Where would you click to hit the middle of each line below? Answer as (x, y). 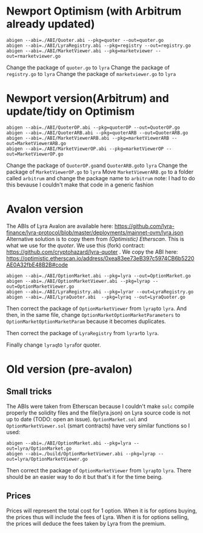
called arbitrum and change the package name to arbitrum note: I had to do (101, 178)
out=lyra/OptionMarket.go (39, 448)
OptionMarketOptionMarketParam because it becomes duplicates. (86, 321)
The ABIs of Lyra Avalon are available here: (60, 226)
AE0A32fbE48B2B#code (37, 265)
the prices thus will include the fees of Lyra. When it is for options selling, (98, 517)
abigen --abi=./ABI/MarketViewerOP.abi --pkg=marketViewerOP (85, 149)
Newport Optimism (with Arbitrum (94, 11)
